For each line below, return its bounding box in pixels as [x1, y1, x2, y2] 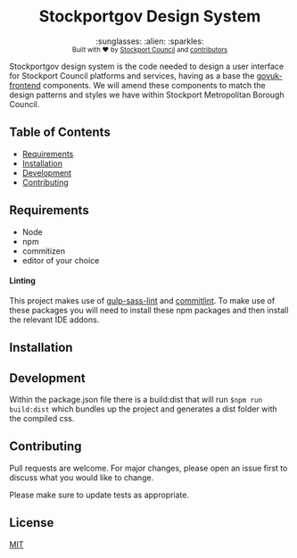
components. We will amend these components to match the [43, 79, 266, 90]
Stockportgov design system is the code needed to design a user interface [9, 61, 284, 71]
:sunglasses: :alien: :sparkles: [95, 36, 204, 46]
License [9, 515, 54, 530]
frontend [9, 79, 42, 90]
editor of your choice [21, 254, 100, 265]
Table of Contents [9, 125, 111, 140]
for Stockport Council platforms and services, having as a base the [9, 70, 255, 81]
